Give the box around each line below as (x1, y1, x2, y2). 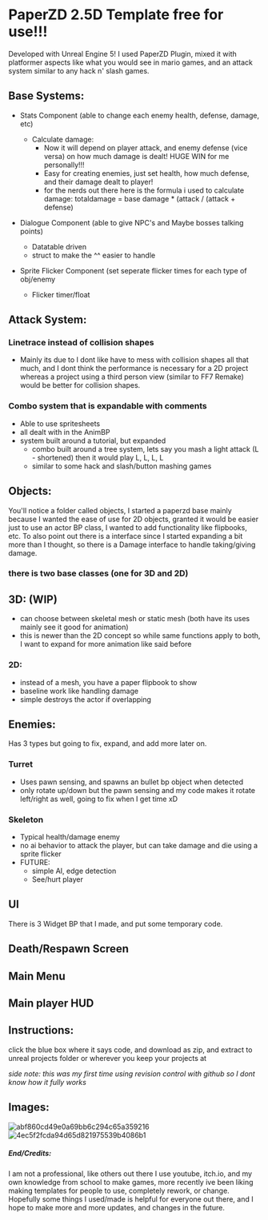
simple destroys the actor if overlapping (19, 694, 152, 704)
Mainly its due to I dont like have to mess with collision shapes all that (19, 355, 250, 365)
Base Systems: (8, 90, 85, 103)
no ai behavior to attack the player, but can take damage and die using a (19, 840, 258, 850)
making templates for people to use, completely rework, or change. (8, 1186, 230, 1195)
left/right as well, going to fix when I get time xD (19, 794, 178, 803)
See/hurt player (31, 874, 84, 884)
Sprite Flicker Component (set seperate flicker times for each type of (19, 265, 247, 275)
